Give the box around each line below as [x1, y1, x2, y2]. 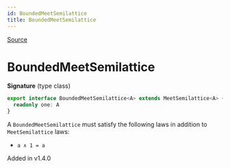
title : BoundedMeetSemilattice [7, 16, 97, 23]
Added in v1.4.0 [7, 154, 51, 163]
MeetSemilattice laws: [7, 128, 70, 136]
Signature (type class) [7, 82, 71, 90]
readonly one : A [13, 101, 60, 108]
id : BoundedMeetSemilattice [7, 10, 88, 17]
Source [7, 35, 27, 43]
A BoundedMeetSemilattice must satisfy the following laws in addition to [7, 121, 207, 129]
